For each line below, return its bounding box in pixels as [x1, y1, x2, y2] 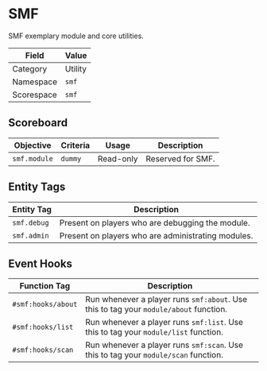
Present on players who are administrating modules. [59, 230, 253, 241]
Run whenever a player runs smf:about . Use [84, 294, 248, 305]
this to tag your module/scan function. [84, 350, 224, 361]
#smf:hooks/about [12, 300, 78, 309]
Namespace [12, 76, 58, 87]
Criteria [60, 140, 91, 151]
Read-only [98, 153, 138, 164]
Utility [64, 63, 87, 74]
